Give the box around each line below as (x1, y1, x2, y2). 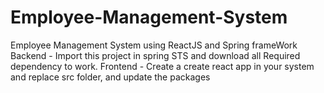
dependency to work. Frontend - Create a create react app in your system (10, 60, 315, 72)
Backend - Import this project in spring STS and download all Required (10, 49, 301, 61)
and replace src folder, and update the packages (10, 71, 211, 83)
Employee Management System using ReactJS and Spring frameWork (10, 39, 298, 51)
